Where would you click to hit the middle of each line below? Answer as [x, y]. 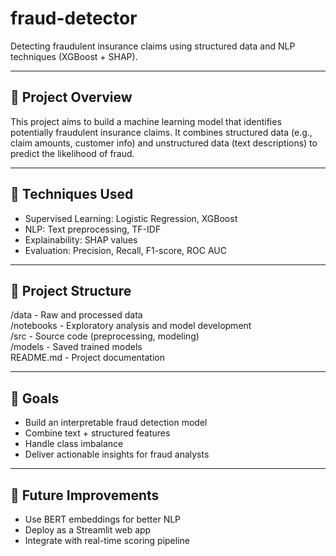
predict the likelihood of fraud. [72, 153]
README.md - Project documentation [87, 358]
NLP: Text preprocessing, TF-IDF [93, 229]
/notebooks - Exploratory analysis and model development [131, 326]
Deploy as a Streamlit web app [88, 530]
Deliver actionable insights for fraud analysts [117, 454]
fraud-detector [74, 18]
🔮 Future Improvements [85, 495]
